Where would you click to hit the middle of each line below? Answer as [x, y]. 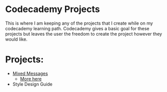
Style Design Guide [32, 84]
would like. [16, 39]
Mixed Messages [30, 73]
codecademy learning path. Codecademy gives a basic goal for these [77, 28]
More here [31, 78]
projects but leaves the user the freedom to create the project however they [84, 34]
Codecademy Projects [53, 9]
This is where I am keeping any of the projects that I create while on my [79, 23]
